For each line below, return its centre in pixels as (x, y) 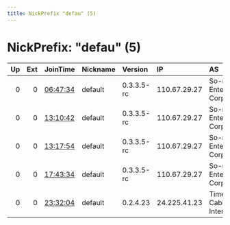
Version (135, 69)
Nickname (99, 69)
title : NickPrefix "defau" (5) (52, 13)
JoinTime (60, 69)
